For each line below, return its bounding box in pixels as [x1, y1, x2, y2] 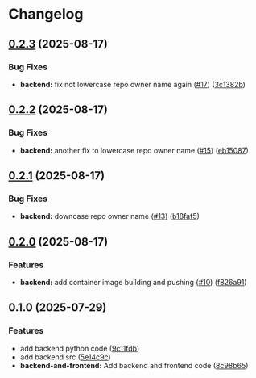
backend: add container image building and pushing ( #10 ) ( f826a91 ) [19, 277, 247, 287]
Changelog [8, 5, 84, 23]
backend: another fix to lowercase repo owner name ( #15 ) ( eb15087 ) [19, 145, 250, 155]
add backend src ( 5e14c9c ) [19, 352, 111, 362]
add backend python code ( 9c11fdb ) [19, 343, 140, 353]
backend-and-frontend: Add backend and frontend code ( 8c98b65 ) [19, 360, 249, 370]
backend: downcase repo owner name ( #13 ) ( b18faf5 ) [19, 212, 200, 221]
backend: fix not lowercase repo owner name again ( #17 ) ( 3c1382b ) [19, 79, 246, 89]
